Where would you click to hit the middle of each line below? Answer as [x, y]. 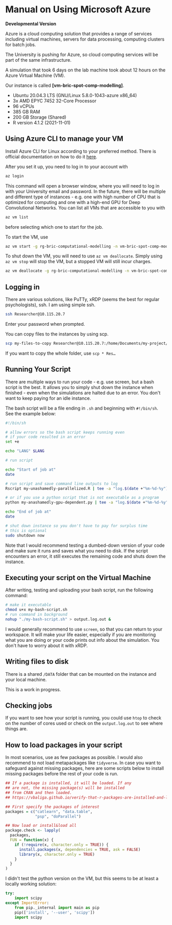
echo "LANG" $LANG [25, 451]
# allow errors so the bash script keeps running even [65, 432]
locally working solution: [31, 884]
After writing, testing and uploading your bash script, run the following [79, 590]
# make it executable [28, 605]
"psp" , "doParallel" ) [58, 816]
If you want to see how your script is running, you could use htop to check [83, 718]
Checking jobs [29, 706]
